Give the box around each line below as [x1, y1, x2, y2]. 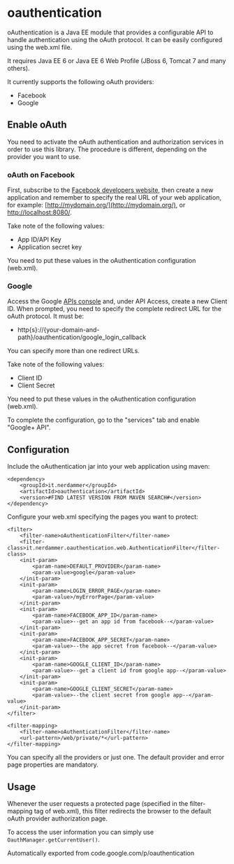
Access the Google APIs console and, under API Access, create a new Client [7, 297, 228, 306]
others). [7, 64, 30, 72]
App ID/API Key [17, 235, 61, 244]
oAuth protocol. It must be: [7, 312, 84, 320]
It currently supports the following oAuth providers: [7, 77, 154, 85]
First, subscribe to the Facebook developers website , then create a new [7, 186, 214, 194]
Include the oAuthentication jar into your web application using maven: [7, 462, 210, 471]
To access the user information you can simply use [7, 828, 154, 836]
